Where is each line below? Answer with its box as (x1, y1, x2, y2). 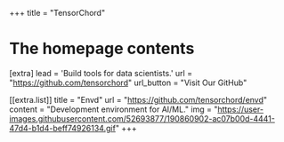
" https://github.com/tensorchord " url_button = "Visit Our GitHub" (9, 77, 247, 88)
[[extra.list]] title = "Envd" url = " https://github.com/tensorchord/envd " (9, 94, 268, 105)
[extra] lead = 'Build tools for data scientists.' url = (9, 67, 193, 78)
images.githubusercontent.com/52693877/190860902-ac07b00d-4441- (9, 113, 276, 123)
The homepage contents (9, 39, 195, 59)
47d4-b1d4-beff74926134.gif (9, 122, 116, 133)
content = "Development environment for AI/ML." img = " (9, 104, 218, 114)
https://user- (217, 104, 264, 114)
